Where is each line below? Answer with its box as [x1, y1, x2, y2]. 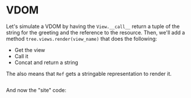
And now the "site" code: [6, 86, 67, 93]
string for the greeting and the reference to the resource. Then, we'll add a [6, 29, 185, 36]
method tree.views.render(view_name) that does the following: [6, 35, 158, 42]
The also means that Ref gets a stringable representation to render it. [6, 70, 172, 77]
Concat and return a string [14, 59, 79, 66]
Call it [14, 52, 29, 60]
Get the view [14, 46, 46, 53]
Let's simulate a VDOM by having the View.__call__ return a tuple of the [6, 23, 180, 30]
